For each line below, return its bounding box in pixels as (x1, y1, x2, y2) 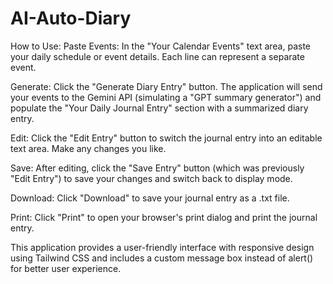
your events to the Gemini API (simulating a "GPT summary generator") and (10, 91, 322, 103)
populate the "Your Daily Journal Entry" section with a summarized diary (10, 102, 309, 114)
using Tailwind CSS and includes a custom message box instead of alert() (10, 252, 314, 264)
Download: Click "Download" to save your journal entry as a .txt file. (10, 192, 290, 204)
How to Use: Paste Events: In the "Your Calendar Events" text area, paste (10, 40, 312, 52)
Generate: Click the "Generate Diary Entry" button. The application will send (10, 80, 323, 92)
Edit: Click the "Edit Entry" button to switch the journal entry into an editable (10, 132, 323, 144)
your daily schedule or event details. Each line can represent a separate (10, 50, 305, 62)
